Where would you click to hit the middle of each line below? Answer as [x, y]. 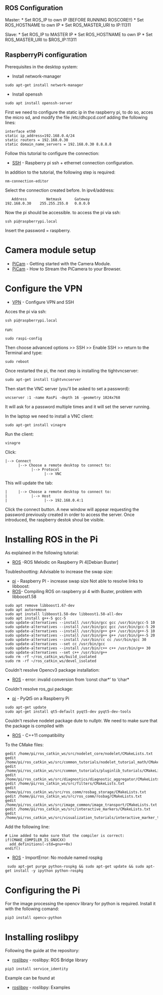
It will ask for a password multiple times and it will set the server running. [78, 406]
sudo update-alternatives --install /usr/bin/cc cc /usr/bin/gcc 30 [76, 640]
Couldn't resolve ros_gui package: [39, 689]
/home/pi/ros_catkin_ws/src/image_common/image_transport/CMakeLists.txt [81, 805]
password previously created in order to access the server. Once [70, 515]
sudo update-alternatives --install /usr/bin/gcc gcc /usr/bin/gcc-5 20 [80, 627]
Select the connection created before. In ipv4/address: [60, 190]
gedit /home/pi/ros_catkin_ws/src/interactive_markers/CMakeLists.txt [78, 809]
